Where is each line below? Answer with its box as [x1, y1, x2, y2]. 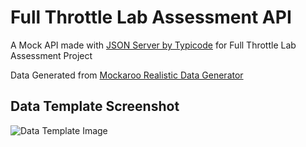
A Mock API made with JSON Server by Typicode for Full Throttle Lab [10, 39, 297, 51]
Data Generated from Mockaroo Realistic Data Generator [10, 69, 244, 81]
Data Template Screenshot [10, 98, 180, 115]
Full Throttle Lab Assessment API [10, 6, 292, 29]
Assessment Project [10, 49, 93, 61]
